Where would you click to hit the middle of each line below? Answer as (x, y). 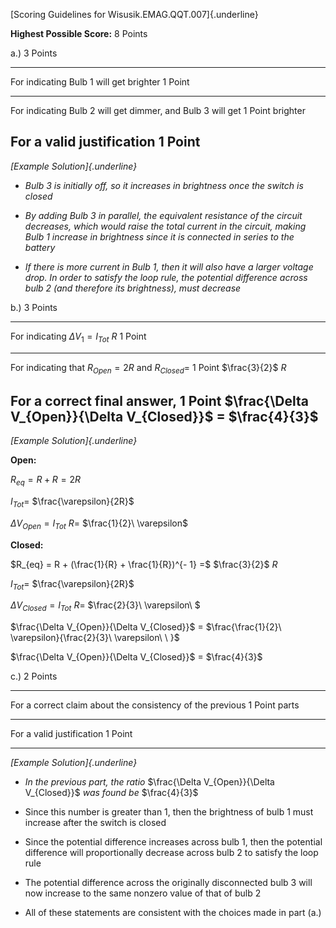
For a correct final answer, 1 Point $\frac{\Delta (159, 400)
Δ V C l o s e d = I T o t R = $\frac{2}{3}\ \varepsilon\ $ (105, 606)
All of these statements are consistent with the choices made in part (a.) (173, 913)
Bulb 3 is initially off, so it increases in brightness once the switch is (164, 185)
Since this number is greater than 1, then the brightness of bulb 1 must (169, 812)
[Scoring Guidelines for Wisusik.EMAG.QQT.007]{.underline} (134, 14)
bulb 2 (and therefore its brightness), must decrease (133, 288)
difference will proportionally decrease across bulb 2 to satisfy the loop (171, 853)
